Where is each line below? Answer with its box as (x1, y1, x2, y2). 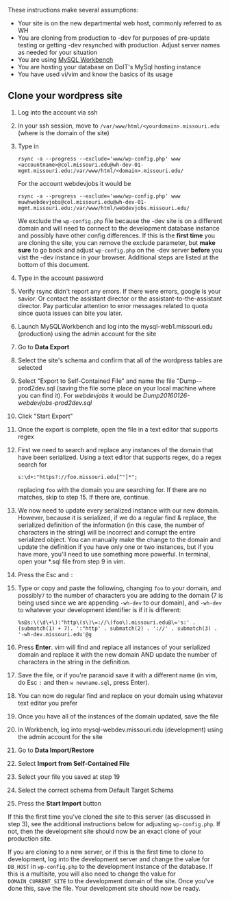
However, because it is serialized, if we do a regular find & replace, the (17, 513, 217, 522)
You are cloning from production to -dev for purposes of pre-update (17, 34, 210, 42)
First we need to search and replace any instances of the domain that (17, 445, 214, 454)
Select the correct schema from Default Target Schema (17, 786, 174, 794)
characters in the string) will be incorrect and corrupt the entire (17, 528, 196, 536)
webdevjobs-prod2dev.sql (17, 398, 92, 407)
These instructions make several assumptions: (8, 6, 139, 14)
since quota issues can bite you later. (17, 309, 123, 317)
